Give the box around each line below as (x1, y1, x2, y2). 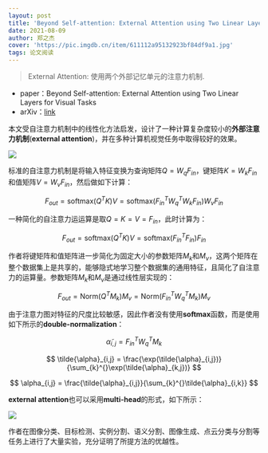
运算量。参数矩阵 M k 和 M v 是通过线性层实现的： (22, 273, 175, 284)
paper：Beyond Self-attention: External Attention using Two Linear (19, 89, 239, 98)
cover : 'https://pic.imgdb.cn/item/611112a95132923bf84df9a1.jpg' (8, 41, 234, 49)
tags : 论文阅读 (8, 49, 54, 57)
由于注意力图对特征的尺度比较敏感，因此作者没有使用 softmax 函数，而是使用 (8, 309, 260, 319)
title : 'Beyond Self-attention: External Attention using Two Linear (8, 19, 245, 27)
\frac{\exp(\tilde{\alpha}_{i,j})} (123, 354, 222, 364)
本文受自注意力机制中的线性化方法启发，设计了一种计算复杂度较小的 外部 (8, 124, 246, 133)
